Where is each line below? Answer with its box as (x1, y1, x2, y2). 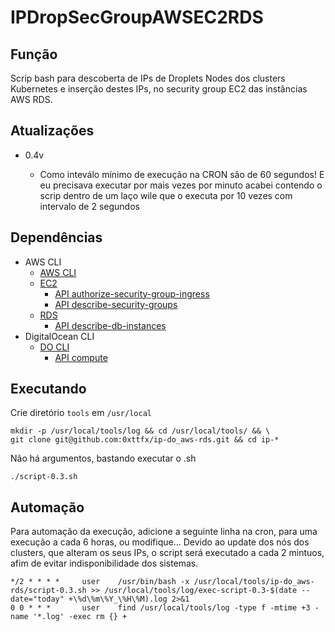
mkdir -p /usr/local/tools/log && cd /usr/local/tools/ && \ (10, 426, 271, 436)
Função (10, 46, 58, 63)
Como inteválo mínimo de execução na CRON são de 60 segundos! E (39, 168, 325, 180)
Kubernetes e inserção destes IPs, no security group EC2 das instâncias (10, 83, 308, 95)
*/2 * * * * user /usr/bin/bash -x (10, 577, 190, 587)
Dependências (10, 229, 103, 246)
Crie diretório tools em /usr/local (10, 407, 152, 419)
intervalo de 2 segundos (39, 200, 140, 212)
